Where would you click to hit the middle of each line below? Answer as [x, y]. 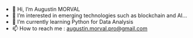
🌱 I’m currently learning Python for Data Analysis [73, 22]
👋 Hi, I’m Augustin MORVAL [46, 9]
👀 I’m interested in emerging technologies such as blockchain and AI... [100, 15]
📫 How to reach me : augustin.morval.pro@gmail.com [80, 28]
